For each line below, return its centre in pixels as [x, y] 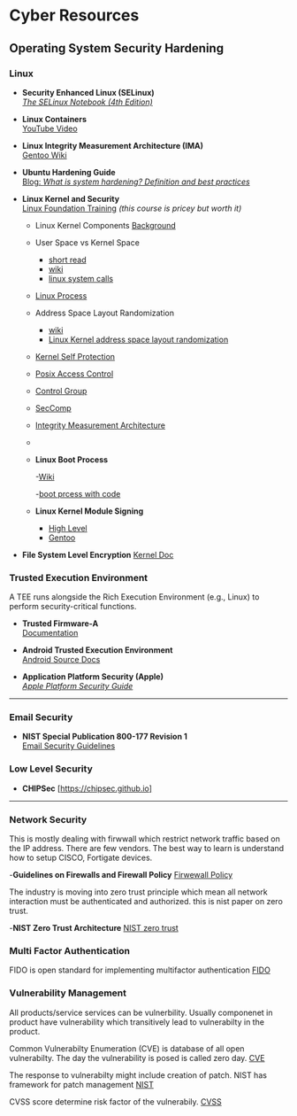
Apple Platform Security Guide [77, 686]
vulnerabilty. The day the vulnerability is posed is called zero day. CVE [137, 1058]
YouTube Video [49, 128]
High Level [68, 528]
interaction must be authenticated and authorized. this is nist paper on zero [146, 902]
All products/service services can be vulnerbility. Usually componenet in [141, 1012]
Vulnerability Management [68, 993]
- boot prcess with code [78, 493]
